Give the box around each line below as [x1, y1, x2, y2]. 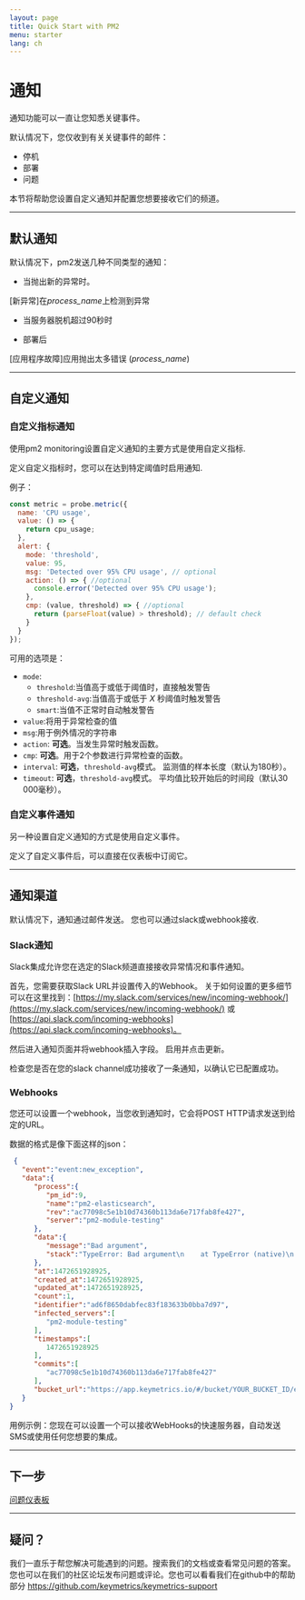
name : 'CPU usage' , [17, 508, 92, 517]
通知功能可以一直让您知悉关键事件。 [9, 113, 145, 124]
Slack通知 [9, 938, 54, 951]
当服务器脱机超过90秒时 [22, 315, 113, 325]
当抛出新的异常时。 [22, 276, 95, 286]
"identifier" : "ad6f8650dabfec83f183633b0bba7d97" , [33, 1301, 230, 1310]
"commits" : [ [33, 1360, 79, 1369]
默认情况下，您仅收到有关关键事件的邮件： [9, 132, 169, 143]
